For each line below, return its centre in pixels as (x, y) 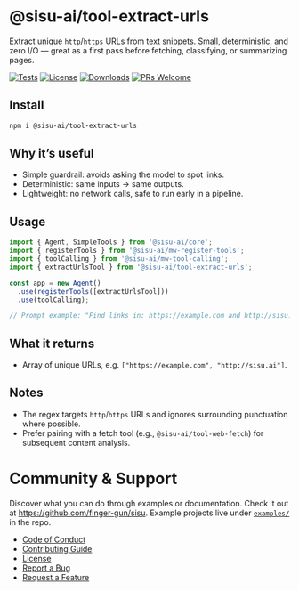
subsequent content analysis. (76, 442)
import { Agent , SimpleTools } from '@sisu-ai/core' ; (111, 242)
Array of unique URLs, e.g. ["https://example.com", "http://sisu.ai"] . (154, 365)
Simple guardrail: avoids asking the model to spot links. (123, 174)
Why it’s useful (52, 154)
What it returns (52, 343)
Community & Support (93, 479)
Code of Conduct (54, 539)
